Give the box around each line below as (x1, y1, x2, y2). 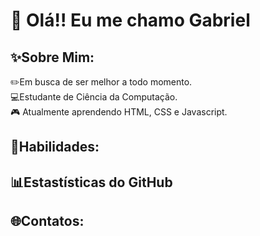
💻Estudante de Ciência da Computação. (10, 91, 178, 103)
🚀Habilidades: (10, 139, 100, 156)
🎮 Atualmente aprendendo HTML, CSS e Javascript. (10, 106, 228, 118)
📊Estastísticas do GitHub (10, 174, 173, 191)
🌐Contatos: (10, 213, 85, 230)
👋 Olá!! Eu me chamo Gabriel (10, 9, 251, 32)
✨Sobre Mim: (10, 49, 95, 66)
